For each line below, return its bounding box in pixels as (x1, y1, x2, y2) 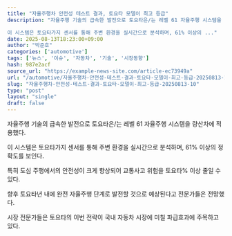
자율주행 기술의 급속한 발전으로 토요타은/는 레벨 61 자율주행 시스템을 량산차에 (7, 120, 215, 128)
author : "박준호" (7, 42, 53, 49)
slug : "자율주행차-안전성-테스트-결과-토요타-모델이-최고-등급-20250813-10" (7, 80, 200, 87)
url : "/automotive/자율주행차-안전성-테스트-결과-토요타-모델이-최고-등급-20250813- (7, 74, 224, 81)
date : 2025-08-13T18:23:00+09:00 (7, 35, 104, 42)
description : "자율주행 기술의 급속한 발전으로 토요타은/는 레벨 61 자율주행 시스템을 (7, 17, 222, 24)
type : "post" (7, 87, 45, 94)
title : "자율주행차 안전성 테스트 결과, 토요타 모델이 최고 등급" (7, 10, 169, 17)
